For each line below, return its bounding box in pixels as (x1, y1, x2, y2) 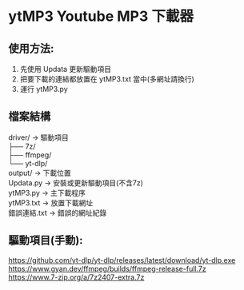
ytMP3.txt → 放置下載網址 (8, 197, 94, 208)
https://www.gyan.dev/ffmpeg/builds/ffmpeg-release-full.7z (8, 264, 206, 273)
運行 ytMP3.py (19, 85, 68, 93)
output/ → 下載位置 (8, 168, 71, 177)
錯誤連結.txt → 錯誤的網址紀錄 (8, 208, 107, 217)
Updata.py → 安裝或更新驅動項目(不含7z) (8, 177, 144, 188)
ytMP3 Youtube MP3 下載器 (8, 7, 194, 26)
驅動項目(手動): (8, 233, 83, 248)
